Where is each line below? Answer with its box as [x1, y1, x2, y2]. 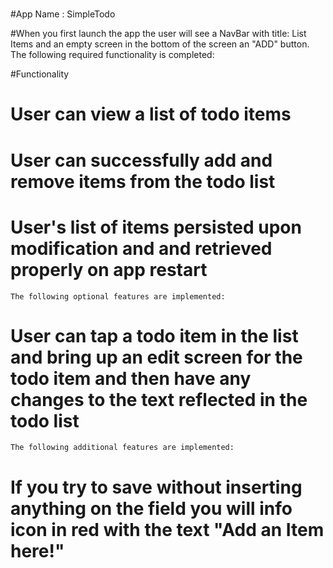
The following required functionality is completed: [10, 49, 215, 61]
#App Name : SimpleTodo [10, 8, 116, 20]
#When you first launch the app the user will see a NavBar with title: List [10, 28, 307, 40]
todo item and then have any [10, 367, 252, 390]
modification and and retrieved [10, 237, 273, 260]
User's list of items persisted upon [10, 216, 302, 238]
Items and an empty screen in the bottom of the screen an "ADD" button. [10, 38, 310, 50]
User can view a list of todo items [10, 103, 292, 126]
